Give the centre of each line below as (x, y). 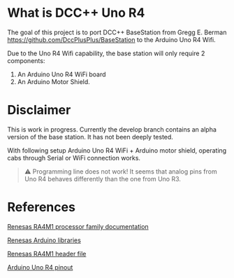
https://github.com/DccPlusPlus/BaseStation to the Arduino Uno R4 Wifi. (111, 39)
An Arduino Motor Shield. (54, 81)
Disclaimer (39, 110)
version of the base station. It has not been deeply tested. (90, 137)
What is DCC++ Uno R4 (76, 13)
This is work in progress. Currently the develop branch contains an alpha (112, 129)
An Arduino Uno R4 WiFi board (61, 74)
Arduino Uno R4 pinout (40, 267)
